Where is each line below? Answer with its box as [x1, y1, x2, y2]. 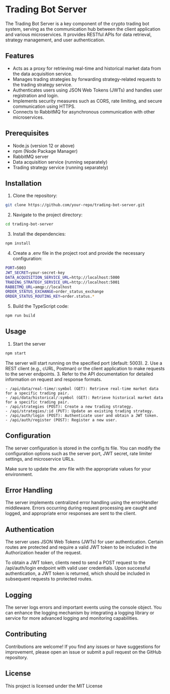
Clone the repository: [12, 193, 58, 199]
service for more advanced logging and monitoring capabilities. [5, 615, 139, 621]
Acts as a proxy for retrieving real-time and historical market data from [12, 65, 161, 71]
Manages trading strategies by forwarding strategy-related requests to [12, 76, 161, 82]
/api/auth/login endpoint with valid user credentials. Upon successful [5, 565, 151, 571]
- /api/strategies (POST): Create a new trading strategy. [5, 404, 134, 409]
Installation [5, 179, 42, 188]
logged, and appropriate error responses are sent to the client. [5, 510, 137, 517]
